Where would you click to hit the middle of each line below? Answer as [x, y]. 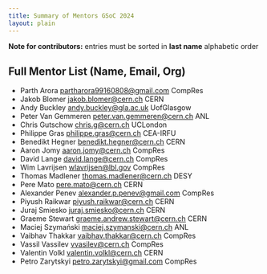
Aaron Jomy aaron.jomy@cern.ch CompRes [92, 150]
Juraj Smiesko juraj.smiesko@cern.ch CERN [93, 211]
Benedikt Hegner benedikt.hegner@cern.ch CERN [103, 142]
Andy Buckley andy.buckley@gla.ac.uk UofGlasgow [105, 108]
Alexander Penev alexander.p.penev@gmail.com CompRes [117, 193]
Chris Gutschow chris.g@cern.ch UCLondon [93, 125]
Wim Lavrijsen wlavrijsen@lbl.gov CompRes [93, 168]
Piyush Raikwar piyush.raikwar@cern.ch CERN [97, 202]
